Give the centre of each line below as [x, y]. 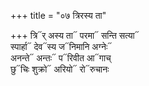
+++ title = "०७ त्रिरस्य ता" [58, 15]
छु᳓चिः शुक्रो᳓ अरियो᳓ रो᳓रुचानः [60, 69]
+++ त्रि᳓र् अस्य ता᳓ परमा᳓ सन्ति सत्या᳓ [75, 35]
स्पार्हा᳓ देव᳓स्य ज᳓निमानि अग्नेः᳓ [61, 46]
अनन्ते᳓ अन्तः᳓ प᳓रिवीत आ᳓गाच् [61, 58]
